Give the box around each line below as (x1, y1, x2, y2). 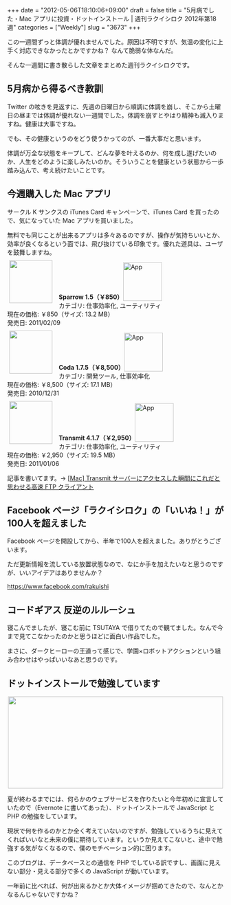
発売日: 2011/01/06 (7, 459, 60, 467)
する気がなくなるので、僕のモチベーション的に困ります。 (12, 844, 175, 852)
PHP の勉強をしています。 (7, 812, 81, 820)
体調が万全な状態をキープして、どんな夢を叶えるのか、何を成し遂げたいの (7, 148, 217, 157)
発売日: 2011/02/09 (7, 318, 60, 326)
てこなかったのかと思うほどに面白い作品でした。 (25, 632, 164, 640)
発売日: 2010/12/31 (7, 389, 60, 397)
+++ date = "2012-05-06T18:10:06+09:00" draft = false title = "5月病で (7, 6, 208, 14)
